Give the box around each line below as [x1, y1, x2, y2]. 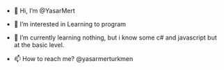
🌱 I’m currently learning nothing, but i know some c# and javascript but [13, 33, 217, 42]
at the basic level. [13, 41, 65, 49]
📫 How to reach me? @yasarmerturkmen [13, 55, 134, 62]
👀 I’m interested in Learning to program [13, 20, 127, 28]
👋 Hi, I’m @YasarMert [13, 7, 75, 15]
